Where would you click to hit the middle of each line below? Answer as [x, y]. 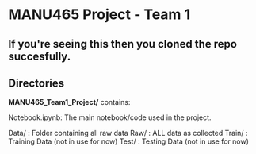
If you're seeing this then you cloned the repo [123, 44]
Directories [36, 83]
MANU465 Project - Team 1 [99, 15]
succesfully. [40, 56]
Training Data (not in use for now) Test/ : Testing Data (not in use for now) [129, 141]
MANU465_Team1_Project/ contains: [69, 102]
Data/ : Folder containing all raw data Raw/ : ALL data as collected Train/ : [128, 133]
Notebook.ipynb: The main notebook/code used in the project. [110, 117]
